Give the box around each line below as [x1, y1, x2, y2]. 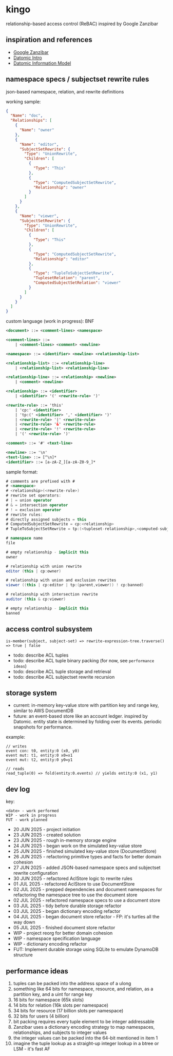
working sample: [6, 99, 41, 105]
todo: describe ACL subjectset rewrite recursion [13, 674, 115, 680]
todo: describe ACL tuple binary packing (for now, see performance [13, 657, 155, 663]
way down [13, 919, 35, 925]
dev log [6, 784, 30, 794]
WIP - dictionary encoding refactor [13, 941, 87, 947]
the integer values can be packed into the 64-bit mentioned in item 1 [13, 1034, 158, 1041]
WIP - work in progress [6, 813, 57, 818]
